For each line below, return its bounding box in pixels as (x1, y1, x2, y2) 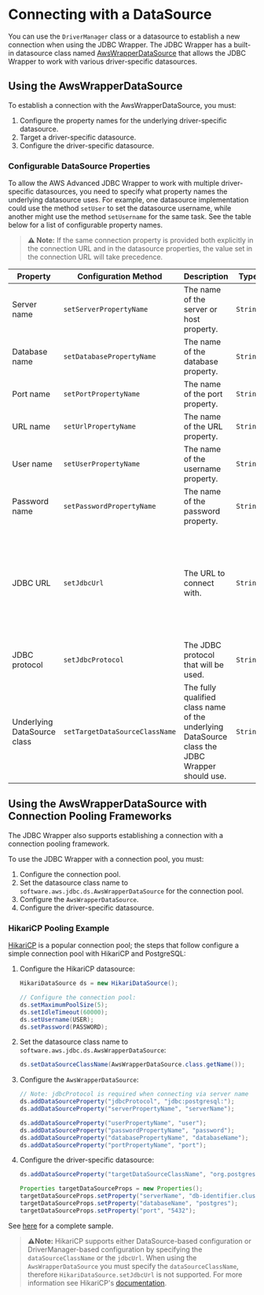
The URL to (183, 568, 225, 579)
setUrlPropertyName (63, 422, 136, 431)
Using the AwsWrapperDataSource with (8, 797, 207, 811)
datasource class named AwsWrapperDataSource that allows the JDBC (15, 48, 246, 58)
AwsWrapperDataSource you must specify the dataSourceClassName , (27, 1261, 240, 1271)
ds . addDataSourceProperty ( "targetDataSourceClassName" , (19, 1171, 207, 1178)
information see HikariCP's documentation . (27, 1278, 167, 1287)
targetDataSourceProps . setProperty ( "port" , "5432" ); (19, 1207, 196, 1215)
